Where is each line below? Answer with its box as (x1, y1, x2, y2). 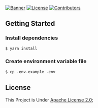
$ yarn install (5, 46, 38, 51)
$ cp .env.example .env (5, 69, 56, 74)
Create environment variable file (5, 58, 87, 65)
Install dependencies (5, 34, 58, 41)
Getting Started (5, 19, 55, 28)
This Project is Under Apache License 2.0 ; (5, 96, 93, 103)
